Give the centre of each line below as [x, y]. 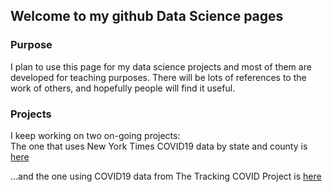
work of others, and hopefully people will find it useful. [123, 88]
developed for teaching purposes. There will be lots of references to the [158, 77]
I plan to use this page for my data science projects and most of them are [161, 66]
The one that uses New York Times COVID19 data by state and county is [159, 146]
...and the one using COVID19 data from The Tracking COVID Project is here [166, 176]
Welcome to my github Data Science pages [147, 16]
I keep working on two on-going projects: [95, 135]
